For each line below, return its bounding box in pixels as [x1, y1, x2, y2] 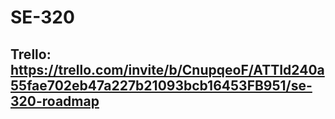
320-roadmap [10, 92, 100, 110]
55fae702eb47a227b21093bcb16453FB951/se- [10, 77, 313, 94]
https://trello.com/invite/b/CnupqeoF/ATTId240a [10, 61, 325, 78]
